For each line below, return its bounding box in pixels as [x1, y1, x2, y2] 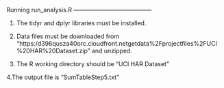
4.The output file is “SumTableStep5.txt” [6, 73, 120, 81]
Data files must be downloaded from [16, 32, 120, 40]
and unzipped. [91, 47, 133, 55]
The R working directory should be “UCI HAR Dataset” [16, 60, 169, 68]
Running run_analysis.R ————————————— [6, 6, 152, 14]
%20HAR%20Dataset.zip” [16, 47, 90, 55]
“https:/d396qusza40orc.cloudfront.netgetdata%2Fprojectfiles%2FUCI [16, 40, 217, 47]
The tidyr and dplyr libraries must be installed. [16, 19, 147, 27]
